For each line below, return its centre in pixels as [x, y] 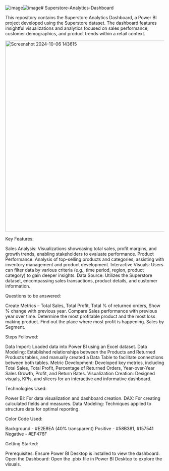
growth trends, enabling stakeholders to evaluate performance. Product [79, 254]
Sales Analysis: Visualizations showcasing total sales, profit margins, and [81, 249]
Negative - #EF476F [26, 434]
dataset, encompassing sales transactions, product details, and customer [81, 281]
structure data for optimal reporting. [42, 409]
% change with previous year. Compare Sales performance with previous [81, 311]
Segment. [15, 327]
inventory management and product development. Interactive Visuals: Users [84, 264]
